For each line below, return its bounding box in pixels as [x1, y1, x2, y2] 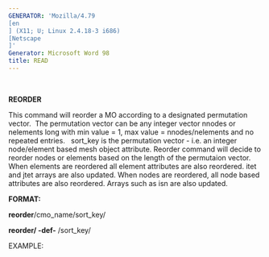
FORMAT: [8, 194, 41, 204]
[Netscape [8, 34, 42, 43]
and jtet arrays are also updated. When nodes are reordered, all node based [8, 170, 260, 180]
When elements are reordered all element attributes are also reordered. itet [8, 161, 257, 171]
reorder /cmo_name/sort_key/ [8, 209, 106, 219]
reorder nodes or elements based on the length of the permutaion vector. [8, 152, 251, 162]
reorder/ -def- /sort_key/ [8, 225, 91, 234]
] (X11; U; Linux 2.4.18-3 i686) [8, 27, 121, 35]
